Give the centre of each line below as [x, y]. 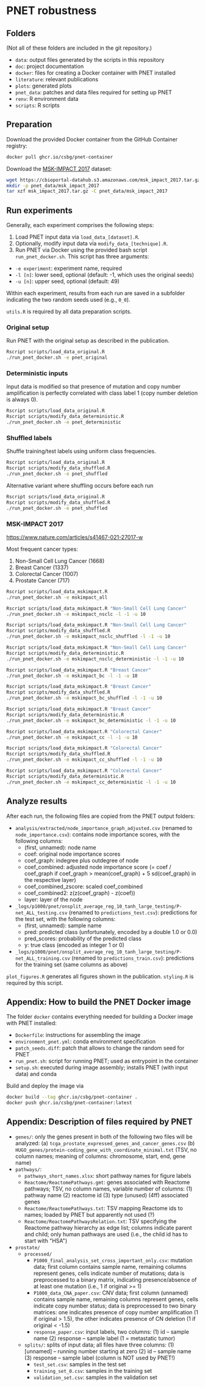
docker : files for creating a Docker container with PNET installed [95, 73]
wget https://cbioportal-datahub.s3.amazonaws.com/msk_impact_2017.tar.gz [103, 180]
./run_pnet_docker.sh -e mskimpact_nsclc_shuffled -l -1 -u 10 [88, 637]
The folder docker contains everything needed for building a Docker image [100, 1017]
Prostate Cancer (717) [42, 580]
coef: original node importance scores [72, 854]
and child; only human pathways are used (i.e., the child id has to [106, 1234]
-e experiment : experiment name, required [68, 268]
